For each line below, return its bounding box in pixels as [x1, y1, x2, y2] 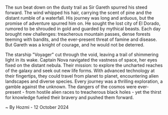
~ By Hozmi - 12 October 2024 [5, 104, 69, 110]
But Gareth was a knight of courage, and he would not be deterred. [5, 42, 145, 47]
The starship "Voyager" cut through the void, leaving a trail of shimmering [5, 51, 159, 57]
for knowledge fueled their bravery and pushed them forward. [5, 94, 134, 100]
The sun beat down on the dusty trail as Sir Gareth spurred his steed [5, 5, 148, 10]
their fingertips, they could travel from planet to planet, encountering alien [5, 73, 159, 79]
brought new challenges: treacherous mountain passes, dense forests [5, 31, 151, 37]
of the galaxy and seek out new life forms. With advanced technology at [5, 68, 155, 74]
